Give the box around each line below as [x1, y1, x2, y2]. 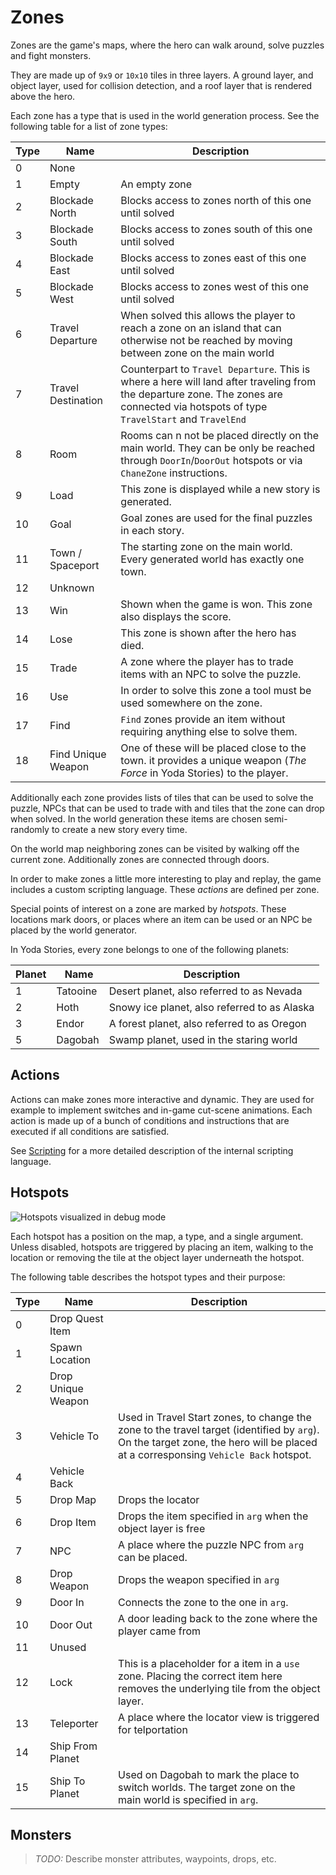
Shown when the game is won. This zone [120, 597, 313, 611]
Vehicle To [49, 1429, 100, 1443]
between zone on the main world [120, 346, 275, 360]
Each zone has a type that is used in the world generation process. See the [10, 109, 320, 121]
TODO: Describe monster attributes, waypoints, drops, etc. [34, 1853, 277, 1865]
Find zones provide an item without [120, 712, 286, 726]
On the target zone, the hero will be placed [118, 1435, 318, 1449]
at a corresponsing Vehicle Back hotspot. [118, 1447, 312, 1461]
